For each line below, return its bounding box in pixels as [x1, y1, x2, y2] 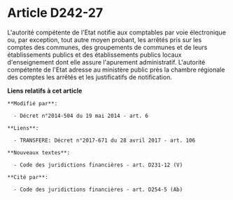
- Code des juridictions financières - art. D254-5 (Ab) [13, 186, 183, 193]
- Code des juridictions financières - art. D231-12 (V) [13, 161, 183, 168]
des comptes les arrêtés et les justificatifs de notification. [7, 72, 173, 81]
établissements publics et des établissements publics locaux [7, 51, 182, 59]
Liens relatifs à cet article [7, 86, 83, 95]
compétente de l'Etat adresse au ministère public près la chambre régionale [7, 65, 225, 74]
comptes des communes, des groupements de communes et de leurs [7, 43, 208, 51]
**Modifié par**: [7, 100, 58, 107]
